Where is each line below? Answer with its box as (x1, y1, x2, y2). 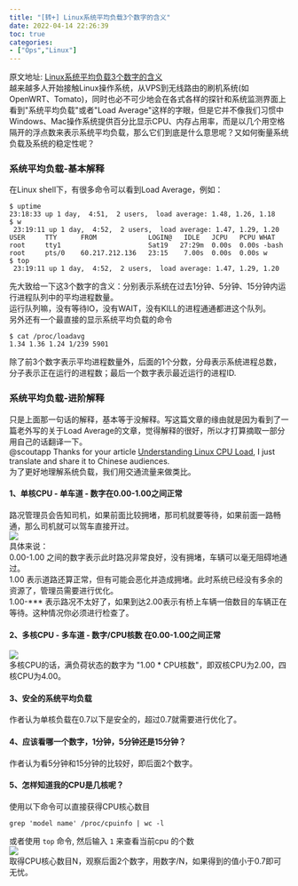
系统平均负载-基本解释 (9, 163, 105, 175)
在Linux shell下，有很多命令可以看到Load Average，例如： (9, 184, 223, 196)
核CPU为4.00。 (9, 671, 67, 682)
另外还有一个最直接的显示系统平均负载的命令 (9, 315, 173, 325)
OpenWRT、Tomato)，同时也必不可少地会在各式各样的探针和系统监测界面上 (9, 94, 286, 105)
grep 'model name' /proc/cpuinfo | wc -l (9, 818, 165, 827)
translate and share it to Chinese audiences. (9, 455, 170, 467)
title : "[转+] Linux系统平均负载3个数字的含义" (9, 12, 171, 22)
